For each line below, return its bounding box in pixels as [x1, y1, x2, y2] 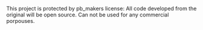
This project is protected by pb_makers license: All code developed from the [6, 5, 197, 12]
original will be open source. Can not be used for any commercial [6, 11, 169, 18]
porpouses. [6, 18, 35, 24]
